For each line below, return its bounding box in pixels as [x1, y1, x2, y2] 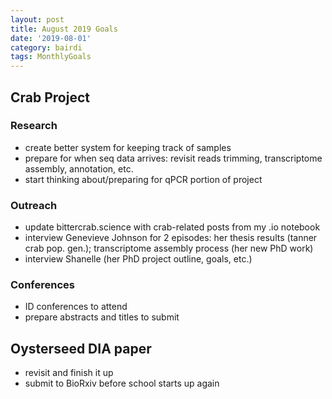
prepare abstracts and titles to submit [24, 311, 180, 323]
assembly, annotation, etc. [24, 162, 134, 175]
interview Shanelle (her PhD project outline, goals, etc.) [24, 253, 253, 265]
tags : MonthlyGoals [10, 52, 92, 62]
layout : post [10, 14, 65, 25]
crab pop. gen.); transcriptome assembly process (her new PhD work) [24, 242, 314, 255]
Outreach [10, 198, 58, 212]
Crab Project [10, 89, 90, 106]
